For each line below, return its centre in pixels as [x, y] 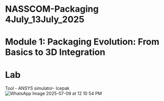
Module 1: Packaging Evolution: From [82, 42]
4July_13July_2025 [45, 19]
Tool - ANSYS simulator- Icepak [37, 88]
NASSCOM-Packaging [52, 9]
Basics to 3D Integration [55, 52]
